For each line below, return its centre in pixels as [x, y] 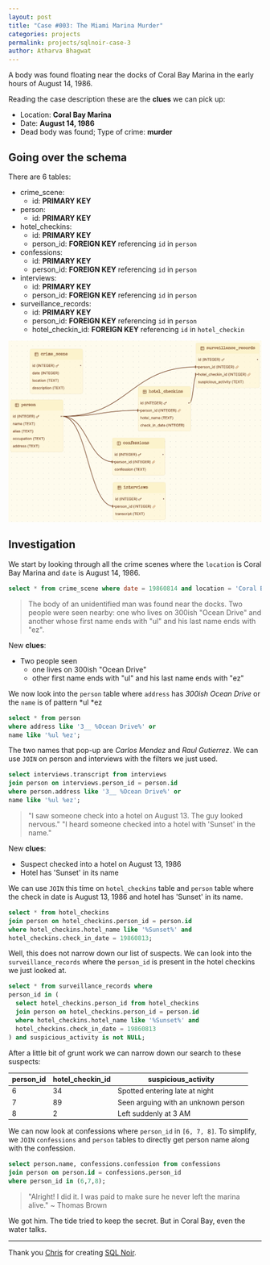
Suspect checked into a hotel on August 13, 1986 [101, 863]
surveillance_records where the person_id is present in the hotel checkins [132, 962]
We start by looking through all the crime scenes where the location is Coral [135, 564]
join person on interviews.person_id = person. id [93, 783]
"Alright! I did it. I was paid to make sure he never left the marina [134, 1196]
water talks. [28, 1229]
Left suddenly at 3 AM [154, 1113]
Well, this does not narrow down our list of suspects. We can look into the [130, 953]
